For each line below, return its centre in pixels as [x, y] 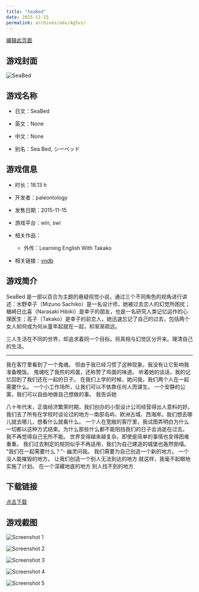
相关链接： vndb [34, 260]
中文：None [29, 136]
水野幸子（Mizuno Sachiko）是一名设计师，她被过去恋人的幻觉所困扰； [103, 304]
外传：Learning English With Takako [68, 248]
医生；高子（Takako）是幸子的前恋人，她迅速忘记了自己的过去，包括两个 [100, 319]
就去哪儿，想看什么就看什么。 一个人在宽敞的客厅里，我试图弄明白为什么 [100, 422]
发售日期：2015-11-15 [41, 210]
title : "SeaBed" [26, 12]
